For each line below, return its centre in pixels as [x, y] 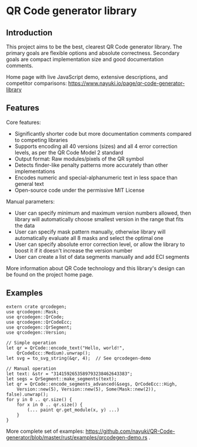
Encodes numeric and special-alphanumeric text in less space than [96, 178]
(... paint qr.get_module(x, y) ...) [73, 410]
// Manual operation [31, 369]
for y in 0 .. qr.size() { [39, 399]
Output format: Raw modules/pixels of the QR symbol [79, 159]
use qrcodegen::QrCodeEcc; [39, 322]
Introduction [29, 33]
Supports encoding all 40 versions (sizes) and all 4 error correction [96, 146]
